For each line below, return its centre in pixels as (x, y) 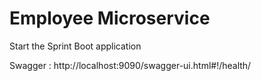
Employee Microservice (110, 18)
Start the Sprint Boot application (75, 46)
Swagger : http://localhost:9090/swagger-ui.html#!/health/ (130, 65)
